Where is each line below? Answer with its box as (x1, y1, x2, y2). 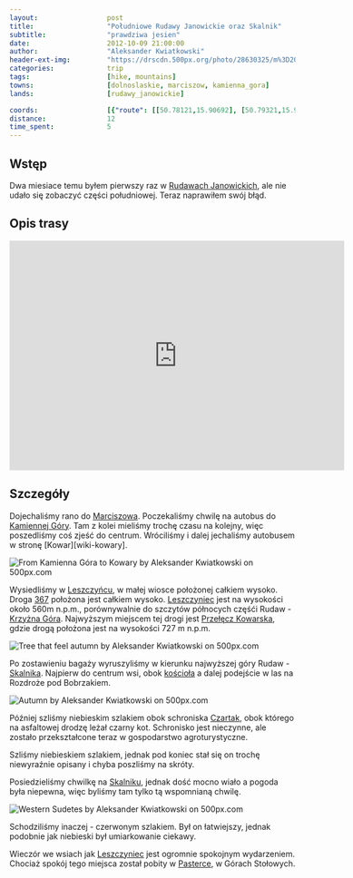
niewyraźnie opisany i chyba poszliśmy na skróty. (9, 758, 195, 769)
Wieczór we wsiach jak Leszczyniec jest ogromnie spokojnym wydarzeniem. (9, 848, 296, 859)
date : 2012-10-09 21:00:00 (9, 38, 184, 48)
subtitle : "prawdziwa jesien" (9, 30, 181, 39)
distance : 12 (9, 114, 116, 123)
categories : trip (9, 64, 124, 73)
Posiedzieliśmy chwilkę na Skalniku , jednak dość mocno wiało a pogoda (9, 776, 279, 787)
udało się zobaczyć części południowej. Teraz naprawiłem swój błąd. (9, 190, 267, 200)
